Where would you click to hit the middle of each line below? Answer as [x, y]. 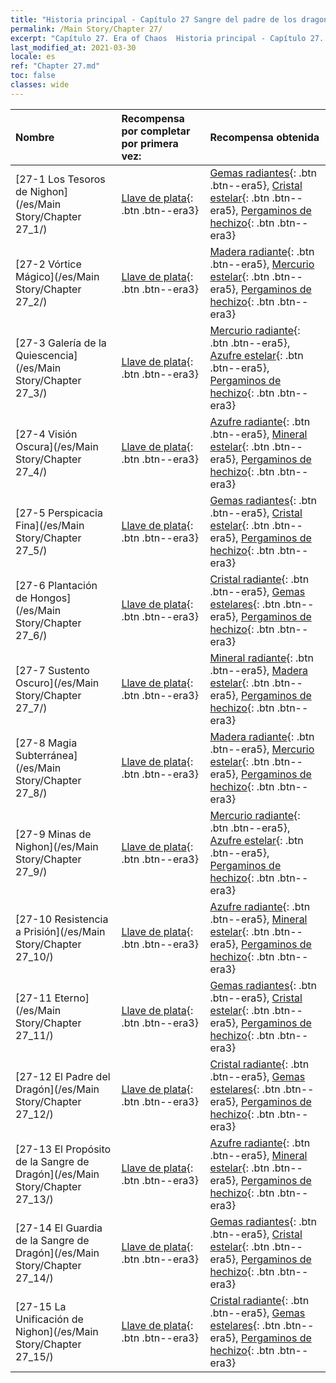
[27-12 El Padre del [63, 1076]
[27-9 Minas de [53, 834]
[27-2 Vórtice [48, 264]
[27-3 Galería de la [61, 343]
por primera [150, 143]
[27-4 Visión [46, 434]
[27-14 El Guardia [59, 1228]
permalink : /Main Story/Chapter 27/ [86, 29]
